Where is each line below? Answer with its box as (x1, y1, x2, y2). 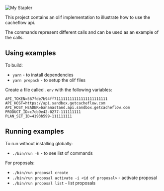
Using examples (5, 49, 56, 57)
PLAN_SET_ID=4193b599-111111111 (5, 113, 72, 119)
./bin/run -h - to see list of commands (12, 150, 93, 156)
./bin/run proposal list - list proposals (12, 180, 96, 186)
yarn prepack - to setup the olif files (12, 77, 86, 83)
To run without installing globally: (5, 140, 73, 146)
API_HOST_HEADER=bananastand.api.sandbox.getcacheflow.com (5, 105, 130, 110)
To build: (5, 62, 23, 68)
